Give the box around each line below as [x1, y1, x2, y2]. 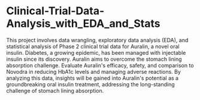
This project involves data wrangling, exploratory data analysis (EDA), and [6, 36, 189, 43]
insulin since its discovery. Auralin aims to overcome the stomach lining [6, 55, 182, 62]
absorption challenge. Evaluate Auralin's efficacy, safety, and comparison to [6, 61, 194, 69]
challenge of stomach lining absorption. [6, 87, 104, 94]
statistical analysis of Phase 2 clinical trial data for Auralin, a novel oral [6, 43, 180, 50]
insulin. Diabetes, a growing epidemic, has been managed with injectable [6, 49, 186, 56]
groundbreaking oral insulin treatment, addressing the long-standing [6, 80, 175, 87]
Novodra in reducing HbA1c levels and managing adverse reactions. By [6, 68, 181, 75]
